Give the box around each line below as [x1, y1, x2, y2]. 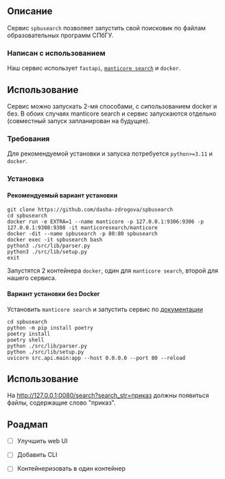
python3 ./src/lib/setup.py [7, 248, 88, 255]
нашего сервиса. [7, 274, 57, 282]
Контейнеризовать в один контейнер [16, 465, 126, 473]
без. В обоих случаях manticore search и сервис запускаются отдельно [7, 109, 217, 118]
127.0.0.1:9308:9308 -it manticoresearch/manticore [7, 224, 158, 231]
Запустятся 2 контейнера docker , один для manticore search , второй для [7, 266, 218, 275]
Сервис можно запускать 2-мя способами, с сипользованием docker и [7, 102, 217, 110]
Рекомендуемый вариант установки [7, 191, 118, 199]
